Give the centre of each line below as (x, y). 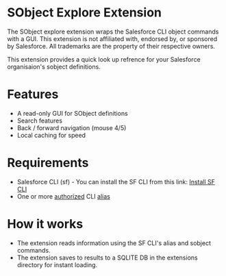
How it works (45, 224)
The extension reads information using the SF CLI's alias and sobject (114, 243)
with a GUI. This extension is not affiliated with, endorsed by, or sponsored (112, 38)
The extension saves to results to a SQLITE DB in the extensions (107, 258)
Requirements (48, 163)
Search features (40, 121)
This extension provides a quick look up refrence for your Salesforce (104, 59)
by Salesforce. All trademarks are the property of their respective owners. (111, 46)
